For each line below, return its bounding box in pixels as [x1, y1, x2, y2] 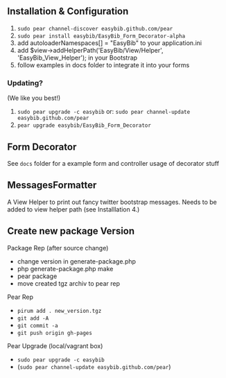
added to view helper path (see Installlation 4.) [7, 205, 140, 214]
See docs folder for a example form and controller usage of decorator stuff [7, 159, 220, 167]
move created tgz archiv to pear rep [17, 279, 120, 287]
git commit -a [17, 322, 58, 329]
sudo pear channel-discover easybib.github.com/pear [17, 25, 173, 32]
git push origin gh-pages [17, 329, 92, 336]
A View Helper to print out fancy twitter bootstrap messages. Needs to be [7, 198, 217, 206]
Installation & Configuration [7, 6, 129, 17]
